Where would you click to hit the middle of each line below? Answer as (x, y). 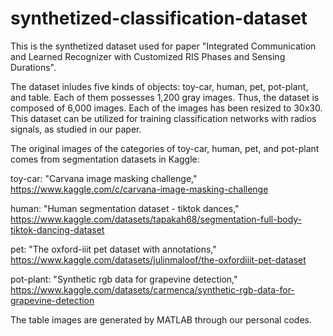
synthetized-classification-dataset (159, 18)
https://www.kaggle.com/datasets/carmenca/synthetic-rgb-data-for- (152, 289)
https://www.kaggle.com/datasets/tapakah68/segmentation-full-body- (156, 219)
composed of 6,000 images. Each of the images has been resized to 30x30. (166, 108)
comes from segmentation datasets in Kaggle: (105, 159)
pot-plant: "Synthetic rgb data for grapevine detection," (124, 279)
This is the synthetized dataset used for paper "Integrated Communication (163, 46)
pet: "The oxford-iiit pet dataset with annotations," (113, 249)
